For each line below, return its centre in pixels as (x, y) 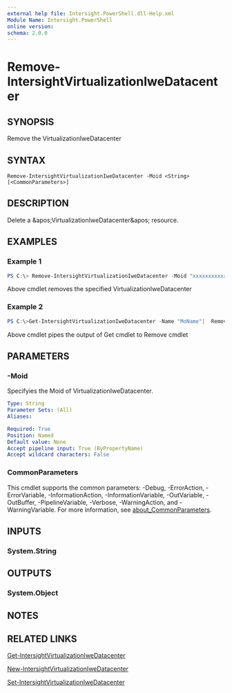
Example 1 (25, 261)
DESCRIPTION (38, 204)
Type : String (26, 404)
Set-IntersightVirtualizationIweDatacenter (66, 683)
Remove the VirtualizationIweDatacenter (65, 138)
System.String (32, 551)
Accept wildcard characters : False (58, 455)
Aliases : (20, 417)
